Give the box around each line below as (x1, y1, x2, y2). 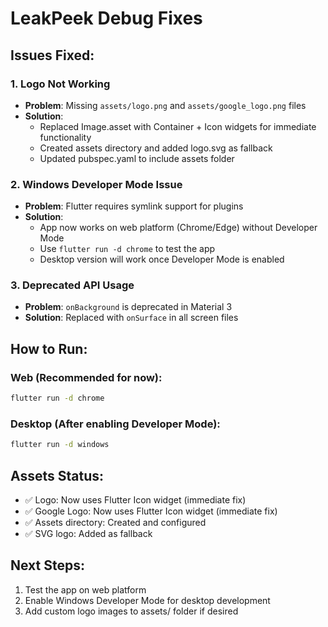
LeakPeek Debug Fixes (10, 7, 203, 30)
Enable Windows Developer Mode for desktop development (24, 594, 271, 606)
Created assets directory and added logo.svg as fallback (39, 142, 273, 154)
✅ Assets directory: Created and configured (24, 517, 207, 529)
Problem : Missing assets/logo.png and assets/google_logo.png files (24, 99, 307, 111)
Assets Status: (10, 467, 105, 484)
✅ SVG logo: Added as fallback (24, 528, 153, 540)
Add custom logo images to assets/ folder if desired (24, 605, 239, 617)
